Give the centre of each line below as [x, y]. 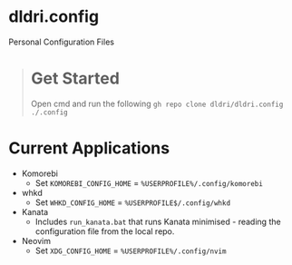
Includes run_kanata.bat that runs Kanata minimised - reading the [158, 221]
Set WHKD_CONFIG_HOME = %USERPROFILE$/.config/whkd [133, 202]
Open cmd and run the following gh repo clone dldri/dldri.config [157, 103]
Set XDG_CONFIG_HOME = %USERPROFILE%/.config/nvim [131, 250]
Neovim [36, 240]
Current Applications [89, 148]
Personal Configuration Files [62, 42]
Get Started [75, 79]
